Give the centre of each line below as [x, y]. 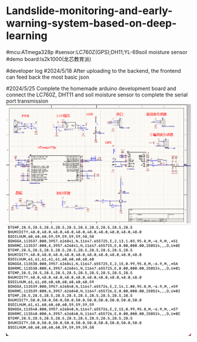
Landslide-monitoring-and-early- [89, 11]
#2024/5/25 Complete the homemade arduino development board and [91, 88]
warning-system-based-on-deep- [91, 23]
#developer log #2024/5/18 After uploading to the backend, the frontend [94, 71]
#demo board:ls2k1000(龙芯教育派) [49, 59]
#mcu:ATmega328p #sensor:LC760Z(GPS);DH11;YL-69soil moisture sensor [97, 52]
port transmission [27, 100]
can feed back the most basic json [48, 77]
